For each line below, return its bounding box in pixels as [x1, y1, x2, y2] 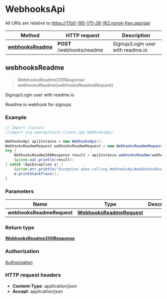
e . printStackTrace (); [14, 171, 59, 176]
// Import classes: [5, 125, 46, 130]
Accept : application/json [12, 288, 63, 294]
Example [5, 114, 27, 121]
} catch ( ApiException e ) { [5, 162, 64, 167]
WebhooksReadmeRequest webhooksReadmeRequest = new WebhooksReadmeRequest [5, 143, 164, 148]
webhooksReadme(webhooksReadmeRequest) [17, 82, 114, 88]
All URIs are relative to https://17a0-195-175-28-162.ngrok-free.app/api [5, 20, 151, 26]
